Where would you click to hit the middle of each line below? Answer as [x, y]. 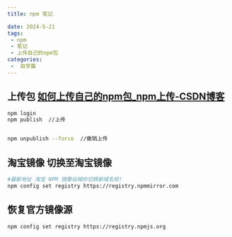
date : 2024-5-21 [31, 27]
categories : [25, 60]
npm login [22, 113]
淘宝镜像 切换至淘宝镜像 [59, 162]
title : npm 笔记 [30, 14]
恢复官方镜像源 [40, 210]
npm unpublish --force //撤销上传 [58, 139]
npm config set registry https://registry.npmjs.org [87, 226]
